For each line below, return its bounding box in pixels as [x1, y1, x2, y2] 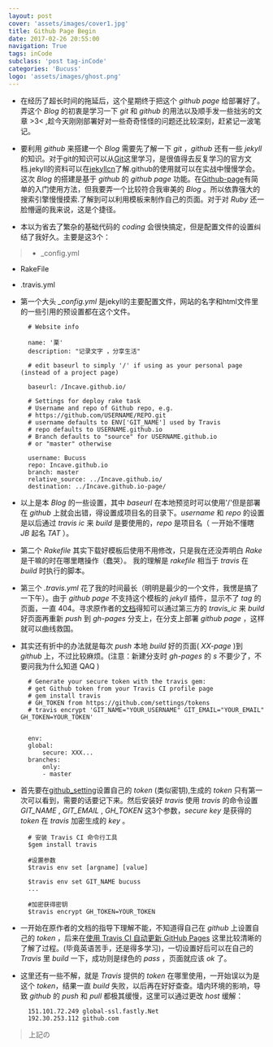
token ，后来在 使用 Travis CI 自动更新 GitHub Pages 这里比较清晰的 [36, 932, 262, 943]
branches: [28, 755, 61, 764]
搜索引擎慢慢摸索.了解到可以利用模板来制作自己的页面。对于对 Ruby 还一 [19, 194, 265, 204]
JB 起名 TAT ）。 [19, 528, 74, 537]
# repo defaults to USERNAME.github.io [28, 425, 162, 433]
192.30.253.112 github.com [28, 1014, 119, 1023]
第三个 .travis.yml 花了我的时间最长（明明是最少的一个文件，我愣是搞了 [19, 583, 258, 593]
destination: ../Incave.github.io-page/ [28, 482, 167, 490]
